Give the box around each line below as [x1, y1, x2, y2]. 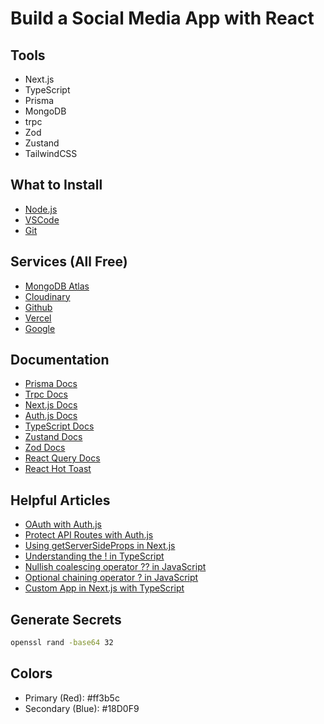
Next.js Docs [24, 399, 78, 411]
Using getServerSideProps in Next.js [24, 540, 176, 552]
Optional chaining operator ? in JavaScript [24, 572, 199, 584]
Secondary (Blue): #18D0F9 [24, 702, 140, 714]
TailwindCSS [24, 148, 78, 159]
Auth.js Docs [24, 410, 78, 422]
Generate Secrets [10, 611, 122, 628]
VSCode [24, 213, 60, 226]
